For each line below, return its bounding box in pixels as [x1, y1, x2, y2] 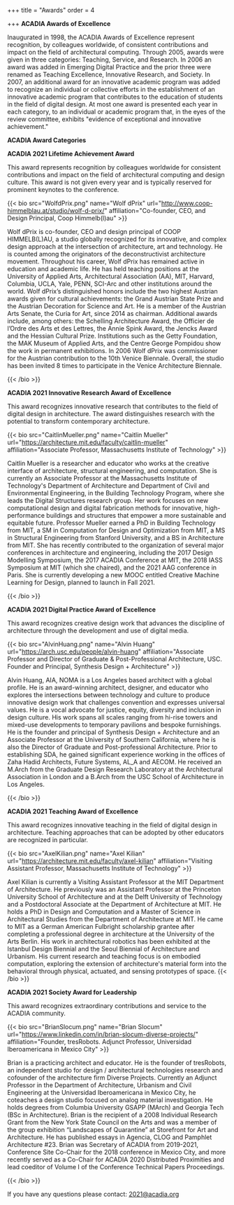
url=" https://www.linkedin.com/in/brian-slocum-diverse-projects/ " [7, 1030, 199, 1038]
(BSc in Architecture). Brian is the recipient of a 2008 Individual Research [7, 1110, 218, 1119]
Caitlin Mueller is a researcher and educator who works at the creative [7, 459, 210, 467]
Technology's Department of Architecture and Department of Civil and [7, 481, 210, 490]
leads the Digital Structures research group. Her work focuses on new [7, 497, 209, 504]
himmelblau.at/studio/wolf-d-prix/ [7, 207, 105, 214]
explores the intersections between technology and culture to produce [7, 691, 210, 699]
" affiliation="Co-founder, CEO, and [104, 207, 206, 214]
